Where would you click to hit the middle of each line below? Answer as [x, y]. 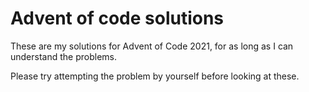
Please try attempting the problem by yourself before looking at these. [155, 76]
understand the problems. [64, 56]
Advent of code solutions [117, 18]
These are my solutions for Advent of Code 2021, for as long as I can [152, 46]
